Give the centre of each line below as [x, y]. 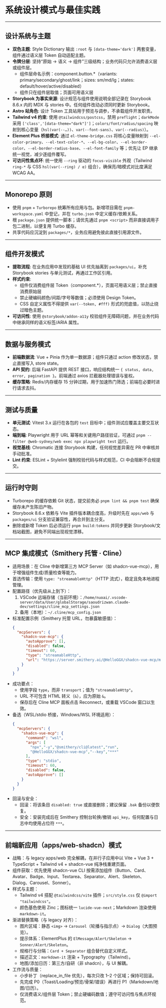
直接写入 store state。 [39, 363]
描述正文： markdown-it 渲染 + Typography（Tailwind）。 [76, 957]
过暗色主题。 [33, 310]
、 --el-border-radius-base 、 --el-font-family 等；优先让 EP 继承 [91, 148]
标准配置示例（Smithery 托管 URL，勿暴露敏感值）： [65, 618]
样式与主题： [25, 889]
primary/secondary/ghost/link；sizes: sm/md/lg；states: [77, 80]
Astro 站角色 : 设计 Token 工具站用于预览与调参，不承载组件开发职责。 [83, 111]
